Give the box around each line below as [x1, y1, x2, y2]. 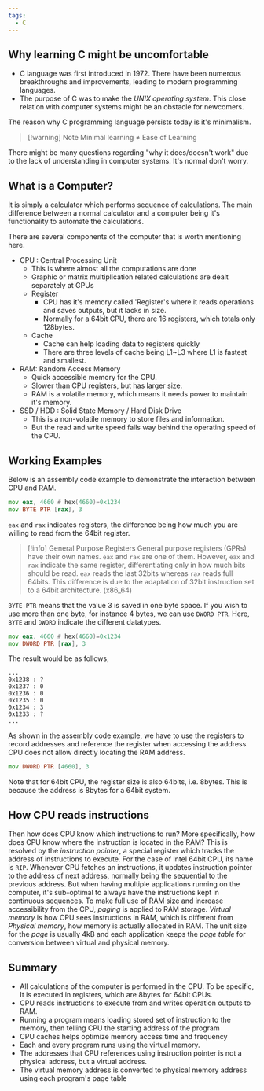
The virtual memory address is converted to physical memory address [19, 1065, 247, 1074]
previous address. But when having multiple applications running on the [8, 879, 240, 889]
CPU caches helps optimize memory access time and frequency [19, 1031, 228, 1041]
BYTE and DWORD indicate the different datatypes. [8, 617, 162, 626]
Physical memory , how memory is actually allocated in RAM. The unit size [8, 921, 247, 931]
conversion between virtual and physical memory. [8, 938, 170, 948]
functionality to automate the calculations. [8, 217, 145, 227]
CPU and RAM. [8, 483, 57, 492]
